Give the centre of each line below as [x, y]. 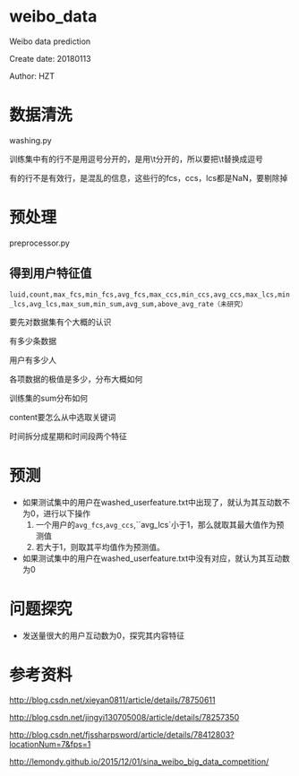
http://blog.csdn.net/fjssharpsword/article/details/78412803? [122, 735]
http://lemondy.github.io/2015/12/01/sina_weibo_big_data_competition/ [139, 762]
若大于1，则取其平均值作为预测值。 [100, 547]
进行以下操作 [67, 513]
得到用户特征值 [51, 274]
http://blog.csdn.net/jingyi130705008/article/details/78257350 [124, 718]
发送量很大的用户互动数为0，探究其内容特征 [103, 635]
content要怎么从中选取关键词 [63, 417]
